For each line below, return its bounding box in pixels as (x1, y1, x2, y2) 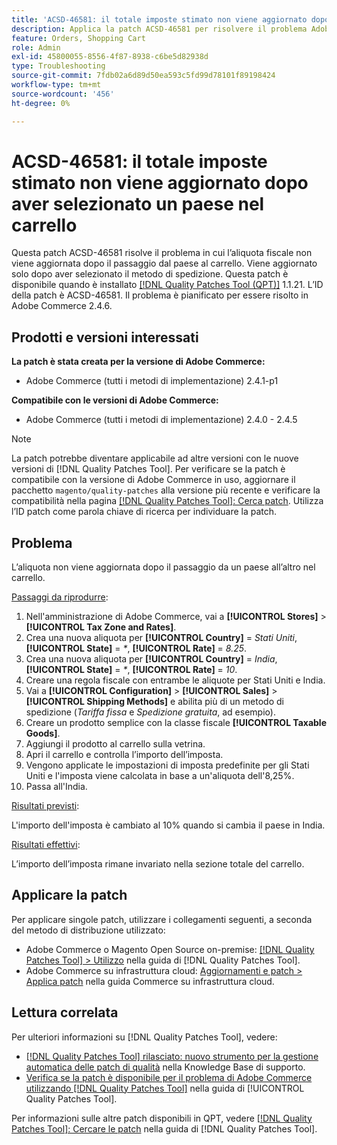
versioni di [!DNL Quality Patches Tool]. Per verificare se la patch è (11, 463, 286, 475)
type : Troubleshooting (11, 61, 106, 71)
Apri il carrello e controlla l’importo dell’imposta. (25, 749, 224, 761)
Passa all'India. (25, 781, 88, 793)
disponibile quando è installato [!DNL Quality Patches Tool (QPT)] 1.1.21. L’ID (11, 279, 324, 291)
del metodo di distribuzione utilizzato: (11, 924, 166, 936)
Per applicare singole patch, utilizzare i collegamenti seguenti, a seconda (11, 913, 313, 925)
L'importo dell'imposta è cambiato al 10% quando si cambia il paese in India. (11, 819, 326, 831)
